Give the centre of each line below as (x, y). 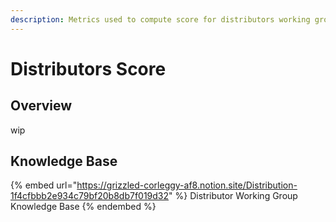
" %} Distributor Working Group (233, 196)
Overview (41, 106)
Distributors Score (88, 68)
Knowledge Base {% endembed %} (83, 207)
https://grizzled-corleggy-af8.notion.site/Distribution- (187, 185)
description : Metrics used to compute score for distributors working (160, 19)
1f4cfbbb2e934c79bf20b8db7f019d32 (90, 196)
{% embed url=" (44, 185)
